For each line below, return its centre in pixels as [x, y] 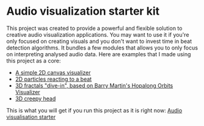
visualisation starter [31, 117]
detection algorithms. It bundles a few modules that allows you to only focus [102, 48]
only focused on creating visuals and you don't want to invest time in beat [99, 41]
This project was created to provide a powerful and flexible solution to [94, 28]
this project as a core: [34, 61]
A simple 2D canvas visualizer [53, 72]
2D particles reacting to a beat [53, 79]
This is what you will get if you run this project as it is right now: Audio [94, 110]
